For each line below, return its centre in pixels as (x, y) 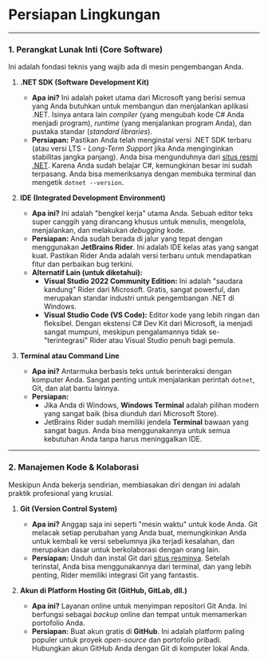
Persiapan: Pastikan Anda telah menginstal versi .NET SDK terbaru (142, 140)
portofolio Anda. (58, 623)
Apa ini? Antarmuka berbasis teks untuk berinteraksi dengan (132, 372)
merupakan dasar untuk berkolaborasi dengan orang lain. (126, 549)
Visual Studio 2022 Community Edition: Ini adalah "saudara (143, 281)
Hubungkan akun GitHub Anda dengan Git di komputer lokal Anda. (140, 648)
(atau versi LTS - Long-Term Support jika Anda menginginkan (132, 148)
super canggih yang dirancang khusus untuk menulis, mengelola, (139, 222)
